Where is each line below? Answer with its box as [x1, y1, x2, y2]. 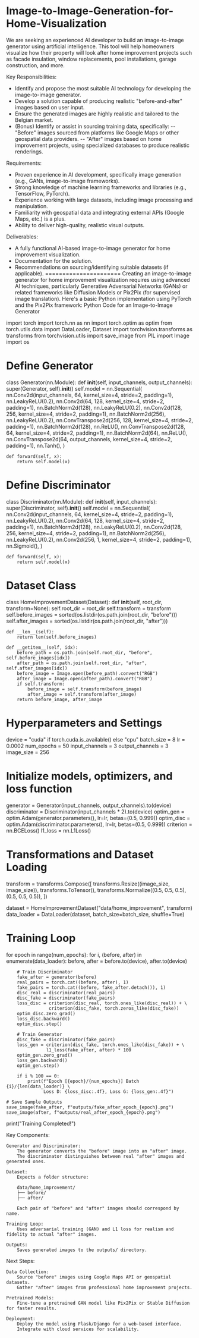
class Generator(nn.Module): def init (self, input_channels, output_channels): [6, 379, 192, 386]
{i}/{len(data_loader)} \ [6, 1083, 70, 1089]
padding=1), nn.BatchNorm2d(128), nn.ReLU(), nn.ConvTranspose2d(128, [6, 423, 185, 430]
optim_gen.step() [17, 1063, 60, 1069]
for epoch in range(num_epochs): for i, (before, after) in [6, 951, 142, 958]
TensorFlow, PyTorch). [14, 190, 70, 197]
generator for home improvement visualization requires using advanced [14, 276, 190, 283]
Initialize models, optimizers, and [6, 769, 173, 783]
